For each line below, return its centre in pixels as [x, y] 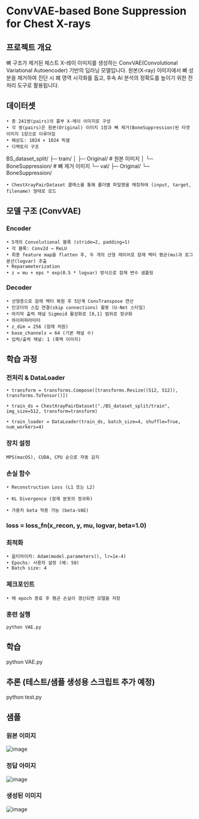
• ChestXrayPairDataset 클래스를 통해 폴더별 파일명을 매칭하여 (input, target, [99, 185]
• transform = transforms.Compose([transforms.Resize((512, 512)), [92, 390]
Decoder [19, 287]
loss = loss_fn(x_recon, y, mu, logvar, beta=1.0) [76, 525]
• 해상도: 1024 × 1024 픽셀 [38, 140]
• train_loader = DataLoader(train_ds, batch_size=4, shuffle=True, [94, 422]
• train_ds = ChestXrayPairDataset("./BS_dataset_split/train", [88, 406]
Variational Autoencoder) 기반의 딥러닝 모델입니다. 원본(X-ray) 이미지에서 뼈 [97, 70]
